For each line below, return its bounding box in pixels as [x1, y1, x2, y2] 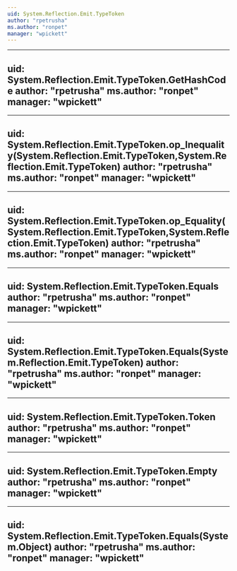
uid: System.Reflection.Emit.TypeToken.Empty [7, 465, 218, 477]
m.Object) [7, 541, 52, 553]
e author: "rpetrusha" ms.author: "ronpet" [7, 85, 199, 97]
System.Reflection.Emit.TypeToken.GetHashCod [7, 73, 226, 85]
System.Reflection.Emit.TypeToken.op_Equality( [7, 215, 226, 227]
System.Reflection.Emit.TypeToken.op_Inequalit [7, 139, 225, 151]
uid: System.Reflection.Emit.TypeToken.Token [7, 411, 217, 423]
